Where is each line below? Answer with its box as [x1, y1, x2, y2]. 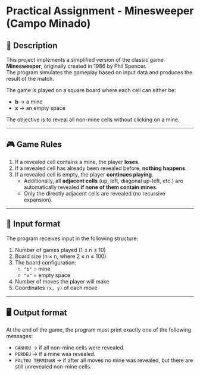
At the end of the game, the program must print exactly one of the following [6, 326, 192, 333]
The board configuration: [14, 259, 76, 266]
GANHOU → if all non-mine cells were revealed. [14, 344, 125, 351]
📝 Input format [6, 219, 61, 229]
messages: [6, 333, 33, 340]
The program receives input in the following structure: [6, 235, 139, 242]
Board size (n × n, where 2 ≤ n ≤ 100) [14, 253, 107, 260]
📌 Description [6, 40, 58, 51]
